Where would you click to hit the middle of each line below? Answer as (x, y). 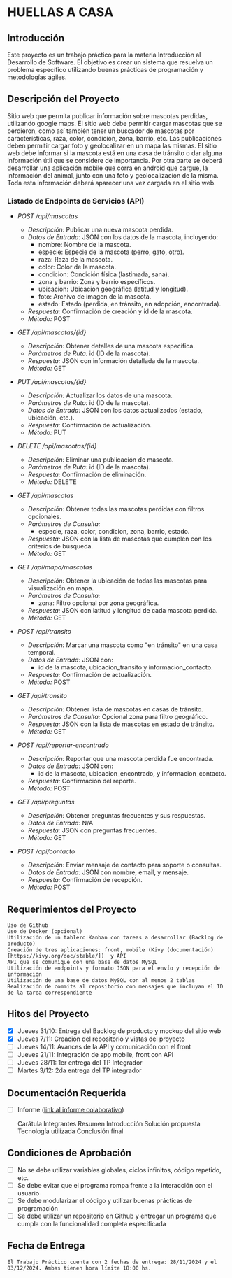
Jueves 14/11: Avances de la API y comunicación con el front (104, 1046)
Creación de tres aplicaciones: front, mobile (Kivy (86, 950)
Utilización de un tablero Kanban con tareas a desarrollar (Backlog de (115, 937)
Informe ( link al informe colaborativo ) (71, 1109)
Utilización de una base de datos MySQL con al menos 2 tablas (101, 980)
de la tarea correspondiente (50, 993)
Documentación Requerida (67, 1093)
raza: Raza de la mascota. (75, 260)
